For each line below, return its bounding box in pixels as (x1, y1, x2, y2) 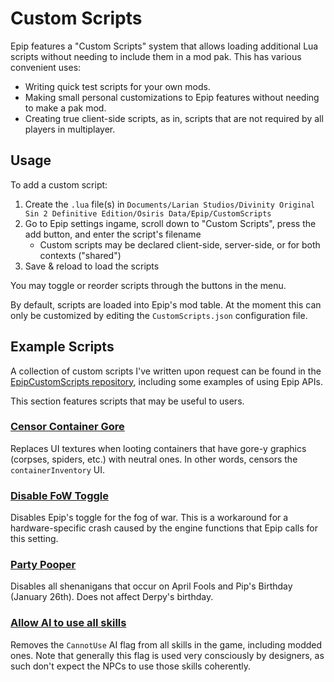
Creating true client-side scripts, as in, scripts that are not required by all (24, 112, 324, 124)
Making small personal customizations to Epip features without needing (24, 91, 320, 103)
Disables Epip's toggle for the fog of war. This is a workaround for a (10, 512, 289, 524)
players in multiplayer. (24, 123, 116, 135)
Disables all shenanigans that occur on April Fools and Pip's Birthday (10, 580, 293, 592)
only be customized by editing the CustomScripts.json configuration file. (10, 309, 308, 321)
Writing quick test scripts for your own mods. (24, 80, 211, 92)
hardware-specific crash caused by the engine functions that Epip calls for (10, 522, 319, 534)
